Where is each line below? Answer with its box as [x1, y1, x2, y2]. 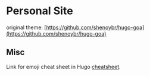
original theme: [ [6, 24, 46, 31]
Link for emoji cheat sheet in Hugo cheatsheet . [6, 63, 121, 70]
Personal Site [6, 4, 73, 18]
